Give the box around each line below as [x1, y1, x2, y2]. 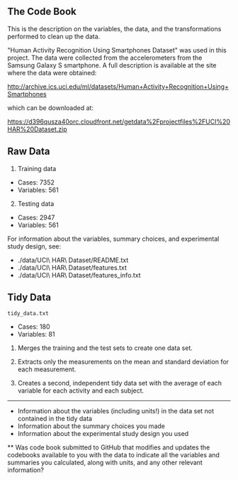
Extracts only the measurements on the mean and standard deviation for [17, 358, 229, 366]
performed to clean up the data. [7, 32, 101, 40]
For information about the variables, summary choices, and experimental [7, 234, 220, 243]
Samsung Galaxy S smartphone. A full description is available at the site [7, 60, 217, 70]
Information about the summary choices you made [17, 422, 165, 430]
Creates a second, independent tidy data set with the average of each [17, 379, 222, 388]
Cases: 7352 [17, 178, 55, 187]
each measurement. [17, 365, 76, 373]
